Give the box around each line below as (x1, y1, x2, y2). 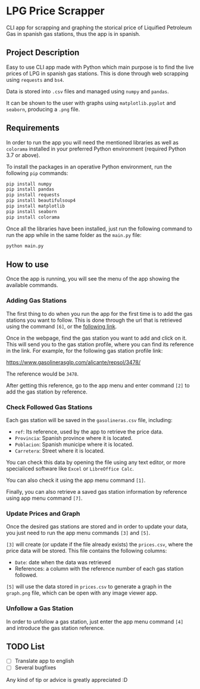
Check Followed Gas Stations (6, 403, 93, 411)
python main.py (6, 243, 44, 249)
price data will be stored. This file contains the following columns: (6, 547, 167, 555)
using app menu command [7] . (6, 494, 83, 502)
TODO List (6, 641, 45, 651)
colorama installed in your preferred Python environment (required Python (6, 145, 186, 152)
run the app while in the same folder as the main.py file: (6, 231, 142, 238)
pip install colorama (6, 214, 60, 220)
